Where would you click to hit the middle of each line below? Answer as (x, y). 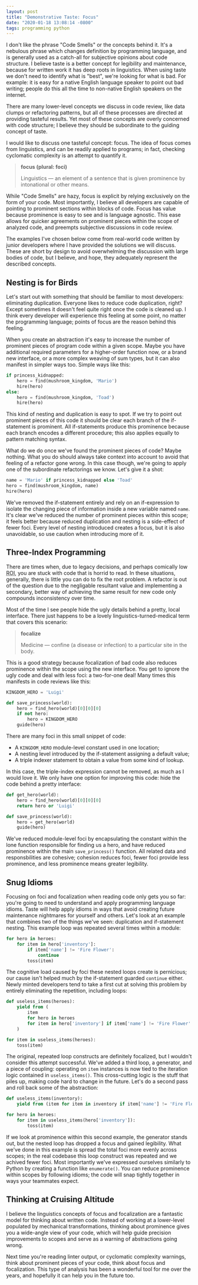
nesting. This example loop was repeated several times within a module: (94, 928)
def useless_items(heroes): (41, 1002)
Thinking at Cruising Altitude (60, 1200)
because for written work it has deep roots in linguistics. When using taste (96, 70)
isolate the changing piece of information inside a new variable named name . (98, 509)
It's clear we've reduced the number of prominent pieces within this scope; (97, 515)
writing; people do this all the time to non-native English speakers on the (94, 89)
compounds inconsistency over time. (51, 598)
